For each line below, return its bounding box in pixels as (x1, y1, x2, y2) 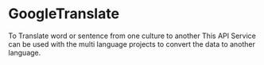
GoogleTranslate (8, 5, 120, 23)
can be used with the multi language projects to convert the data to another (8, 39, 256, 48)
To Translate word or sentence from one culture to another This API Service (8, 31, 257, 40)
